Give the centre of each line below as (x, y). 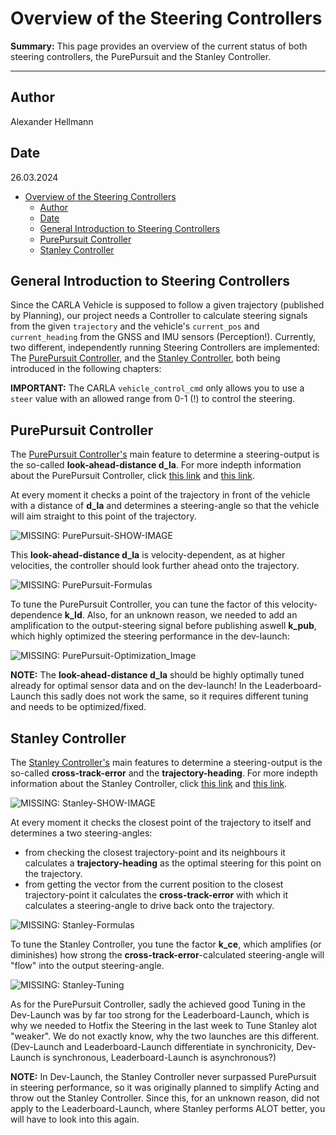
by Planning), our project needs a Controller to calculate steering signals (159, 316)
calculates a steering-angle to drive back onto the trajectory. (149, 905)
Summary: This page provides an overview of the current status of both (159, 46)
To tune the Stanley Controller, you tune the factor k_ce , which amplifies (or (166, 944)
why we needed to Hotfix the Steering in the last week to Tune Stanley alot (164, 1025)
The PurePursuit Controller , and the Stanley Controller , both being (145, 358)
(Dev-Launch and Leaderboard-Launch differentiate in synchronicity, (152, 1046)
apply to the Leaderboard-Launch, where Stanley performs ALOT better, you (168, 1108)
